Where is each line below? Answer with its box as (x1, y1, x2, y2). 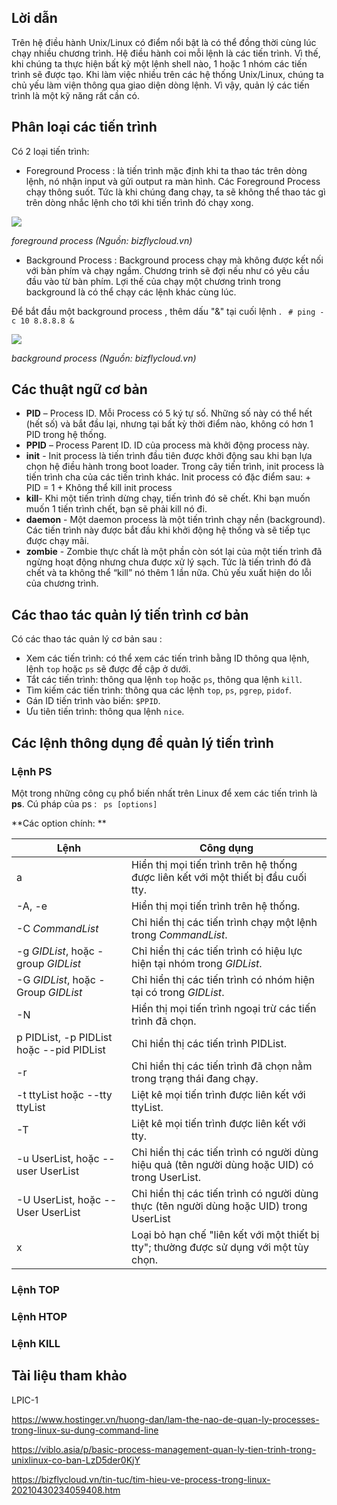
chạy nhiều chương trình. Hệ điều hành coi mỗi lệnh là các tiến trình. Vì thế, (11, 47, 321, 59)
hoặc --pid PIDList (16, 1042, 106, 1056)
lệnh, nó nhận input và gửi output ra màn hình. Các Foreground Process (25, 175, 321, 187)
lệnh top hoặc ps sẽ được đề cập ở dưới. (25, 663, 191, 675)
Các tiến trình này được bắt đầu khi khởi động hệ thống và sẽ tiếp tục (25, 524, 311, 536)
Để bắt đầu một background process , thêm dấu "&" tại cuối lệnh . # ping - (11, 305, 325, 317)
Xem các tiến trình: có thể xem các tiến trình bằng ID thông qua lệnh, (25, 652, 310, 665)
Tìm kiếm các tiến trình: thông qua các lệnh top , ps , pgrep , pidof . (25, 684, 293, 696)
